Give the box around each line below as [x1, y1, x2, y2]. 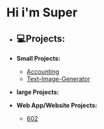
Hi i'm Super [6, 5, 78, 20]
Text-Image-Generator [26, 75, 90, 83]
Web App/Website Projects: [16, 101, 97, 109]
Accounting [26, 68, 60, 76]
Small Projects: [16, 55, 61, 62]
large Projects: [16, 88, 60, 96]
